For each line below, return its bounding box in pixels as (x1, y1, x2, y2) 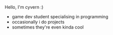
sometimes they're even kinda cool (11, 24, 84, 30)
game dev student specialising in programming (11, 14, 109, 19)
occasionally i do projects (11, 19, 65, 25)
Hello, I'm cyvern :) (4, 4, 44, 10)
